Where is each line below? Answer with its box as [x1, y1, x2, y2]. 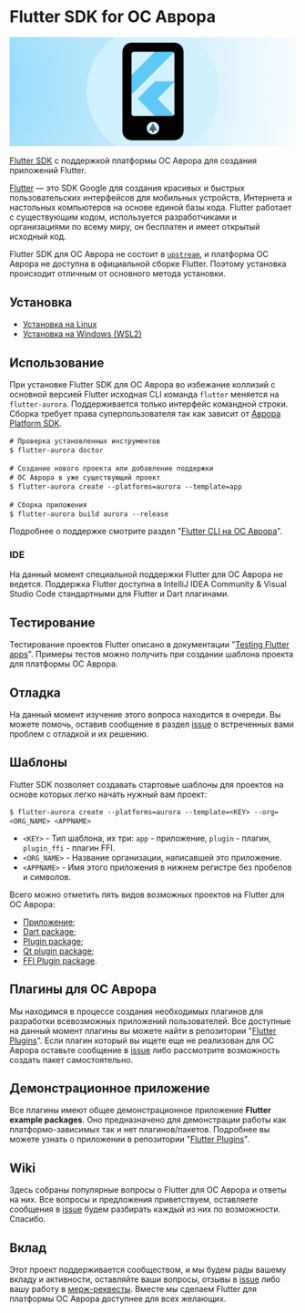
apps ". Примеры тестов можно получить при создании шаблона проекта [9, 649, 294, 660]
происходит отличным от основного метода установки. [9, 268, 226, 279]
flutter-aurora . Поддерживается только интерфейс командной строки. [9, 398, 289, 409]
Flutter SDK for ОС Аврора [9, 6, 217, 27]
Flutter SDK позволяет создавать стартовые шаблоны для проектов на [9, 779, 284, 790]
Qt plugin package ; [22, 946, 95, 956]
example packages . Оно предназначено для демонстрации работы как [9, 1114, 287, 1125]
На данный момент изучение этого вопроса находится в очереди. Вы [9, 708, 281, 719]
